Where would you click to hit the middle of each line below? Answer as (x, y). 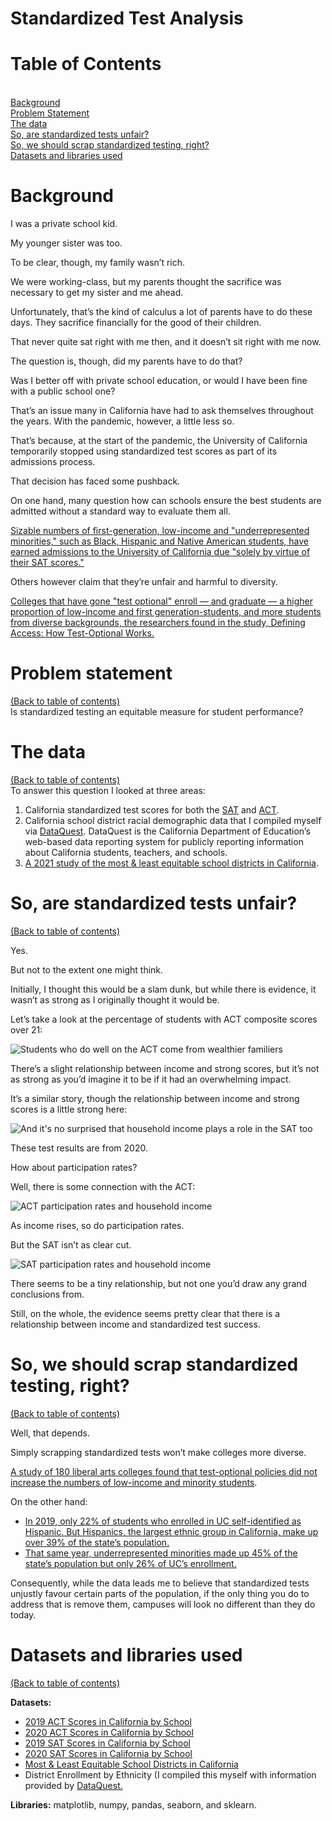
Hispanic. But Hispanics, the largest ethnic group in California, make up (171, 1531)
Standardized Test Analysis (127, 18)
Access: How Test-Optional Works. (82, 633)
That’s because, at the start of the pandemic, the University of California (159, 441)
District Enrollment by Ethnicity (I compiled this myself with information (170, 1774)
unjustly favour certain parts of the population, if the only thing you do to (160, 1593)
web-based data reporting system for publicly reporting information (164, 841)
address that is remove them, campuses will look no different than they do (163, 1604)
